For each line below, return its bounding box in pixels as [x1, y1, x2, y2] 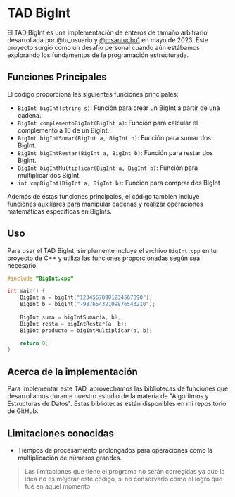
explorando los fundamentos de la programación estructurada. [7, 51, 189, 59]
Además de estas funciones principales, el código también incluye [7, 192, 200, 200]
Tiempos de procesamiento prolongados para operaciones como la [17, 446, 213, 454]
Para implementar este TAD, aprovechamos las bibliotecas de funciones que [7, 384, 229, 393]
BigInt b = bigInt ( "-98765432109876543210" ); [20, 301, 156, 308]
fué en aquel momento [24, 481, 91, 491]
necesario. [7, 261, 39, 269]
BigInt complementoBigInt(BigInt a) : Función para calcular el [17, 118, 198, 127]
